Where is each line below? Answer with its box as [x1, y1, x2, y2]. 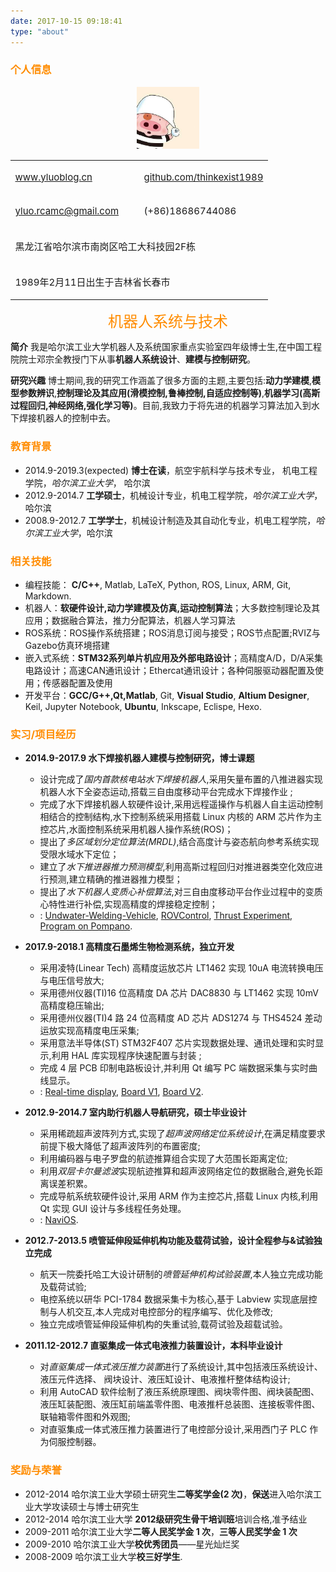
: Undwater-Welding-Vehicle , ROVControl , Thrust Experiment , [39, 910, 293, 922]
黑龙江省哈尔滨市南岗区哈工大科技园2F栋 [14, 240, 197, 254]
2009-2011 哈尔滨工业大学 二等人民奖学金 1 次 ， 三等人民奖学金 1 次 [24, 1525, 298, 1537]
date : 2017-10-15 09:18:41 [10, 16, 123, 26]
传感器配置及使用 [42, 676, 113, 689]
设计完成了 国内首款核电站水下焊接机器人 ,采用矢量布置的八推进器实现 [39, 773, 323, 785]
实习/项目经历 [10, 727, 77, 741]
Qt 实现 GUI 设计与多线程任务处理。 [39, 1203, 187, 1215]
